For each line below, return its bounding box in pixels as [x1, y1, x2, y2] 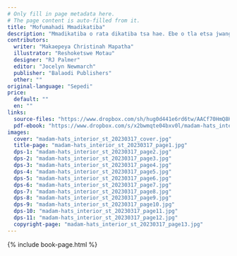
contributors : [7, 37, 49, 44]
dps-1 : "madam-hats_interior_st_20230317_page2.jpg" [13, 149, 172, 156]
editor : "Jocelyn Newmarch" [13, 63, 97, 70]
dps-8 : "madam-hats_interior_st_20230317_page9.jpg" [13, 194, 172, 202]
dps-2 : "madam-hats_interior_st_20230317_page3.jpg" [13, 155, 172, 163]
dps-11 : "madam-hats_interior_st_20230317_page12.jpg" [13, 214, 178, 221]
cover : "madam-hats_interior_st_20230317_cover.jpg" [13, 135, 172, 142]
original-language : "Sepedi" [7, 83, 93, 90]
